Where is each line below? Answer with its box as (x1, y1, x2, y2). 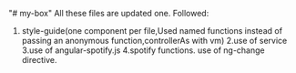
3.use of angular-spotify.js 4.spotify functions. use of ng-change (21, 45, 265, 56)
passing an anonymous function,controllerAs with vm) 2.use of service (21, 36, 288, 46)
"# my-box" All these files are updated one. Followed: (8, 8, 209, 18)
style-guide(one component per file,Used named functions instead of (21, 26, 283, 36)
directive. (21, 55, 57, 65)
